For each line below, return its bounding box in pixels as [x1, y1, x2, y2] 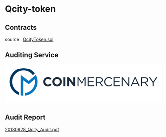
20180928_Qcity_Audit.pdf [5, 126, 60, 132]
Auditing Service [5, 51, 59, 59]
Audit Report [5, 113, 46, 122]
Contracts [5, 23, 37, 32]
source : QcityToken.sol [5, 36, 54, 42]
